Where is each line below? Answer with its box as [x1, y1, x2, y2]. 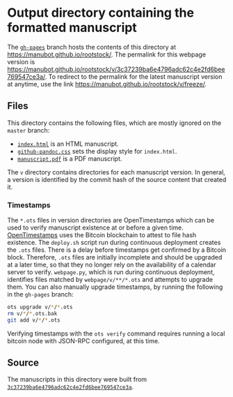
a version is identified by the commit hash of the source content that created [7, 175, 227, 183]
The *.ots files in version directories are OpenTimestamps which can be [7, 216, 214, 225]
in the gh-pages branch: [7, 290, 74, 299]
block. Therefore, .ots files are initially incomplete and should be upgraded [7, 253, 223, 262]
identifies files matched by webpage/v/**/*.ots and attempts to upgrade [7, 276, 214, 284]
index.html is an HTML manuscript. [17, 140, 120, 148]
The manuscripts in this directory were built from [7, 375, 147, 384]
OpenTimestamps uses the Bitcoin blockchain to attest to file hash [7, 231, 197, 239]
